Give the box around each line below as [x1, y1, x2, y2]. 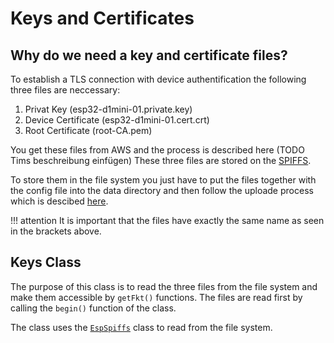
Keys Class [10, 254, 82, 271]
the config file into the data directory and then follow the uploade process [10, 185, 314, 196]
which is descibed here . [10, 195, 109, 207]
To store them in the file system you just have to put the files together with [10, 174, 317, 186]
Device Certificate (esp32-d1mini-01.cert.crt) [24, 114, 210, 126]
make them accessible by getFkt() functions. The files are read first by [10, 291, 303, 303]
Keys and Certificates [10, 7, 195, 30]
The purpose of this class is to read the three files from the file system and [10, 280, 318, 292]
